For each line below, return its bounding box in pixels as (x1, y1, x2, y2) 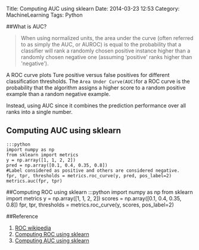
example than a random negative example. (6, 91, 111, 97)
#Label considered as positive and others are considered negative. (6, 167, 180, 174)
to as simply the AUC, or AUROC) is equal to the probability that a (20, 41, 182, 48)
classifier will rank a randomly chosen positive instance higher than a (20, 47, 191, 54)
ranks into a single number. (6, 109, 73, 115)
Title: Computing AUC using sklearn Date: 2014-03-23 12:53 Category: (6, 5, 180, 12)
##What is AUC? (6, 23, 47, 30)
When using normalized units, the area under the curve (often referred (20, 35, 194, 41)
